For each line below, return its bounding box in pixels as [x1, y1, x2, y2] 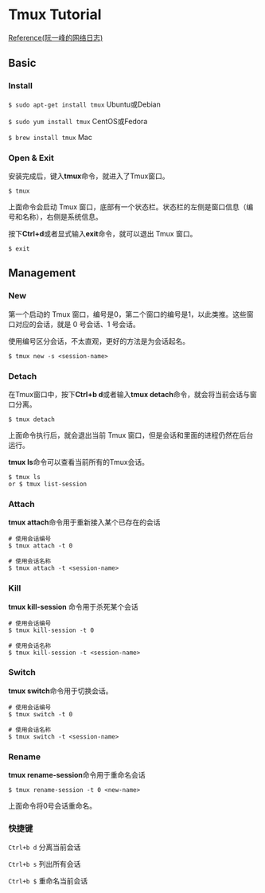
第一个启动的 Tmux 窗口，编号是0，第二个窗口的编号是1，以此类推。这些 [8, 309, 247, 319]
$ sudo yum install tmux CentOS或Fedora [8, 116, 148, 126]
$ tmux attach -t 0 [8, 542, 73, 550]
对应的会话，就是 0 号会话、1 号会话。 [14, 319, 141, 329]
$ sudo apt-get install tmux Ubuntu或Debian [8, 99, 161, 109]
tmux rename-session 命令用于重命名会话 [8, 770, 146, 780]
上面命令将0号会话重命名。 [8, 801, 97, 811]
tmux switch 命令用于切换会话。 [8, 686, 113, 696]
